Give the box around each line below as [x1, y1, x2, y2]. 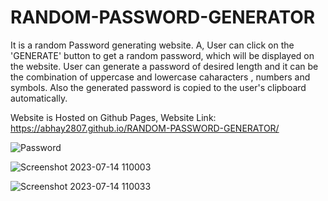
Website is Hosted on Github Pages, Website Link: [10, 111, 217, 123]
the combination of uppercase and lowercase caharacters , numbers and [10, 71, 311, 83]
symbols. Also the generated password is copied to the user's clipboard [10, 81, 307, 93]
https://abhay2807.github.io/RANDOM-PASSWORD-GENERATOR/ [10, 122, 280, 134]
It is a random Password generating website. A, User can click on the [10, 39, 295, 51]
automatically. [10, 92, 68, 104]
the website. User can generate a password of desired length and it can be [10, 60, 319, 72]
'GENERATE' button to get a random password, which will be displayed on [10, 49, 315, 61]
